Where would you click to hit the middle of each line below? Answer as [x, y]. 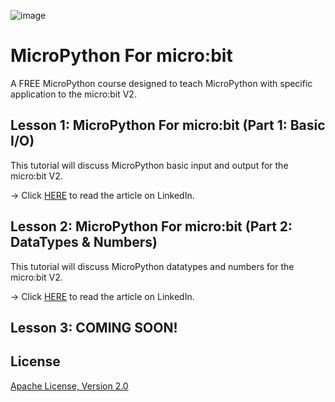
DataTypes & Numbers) [84, 242]
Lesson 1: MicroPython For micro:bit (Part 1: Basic [168, 125]
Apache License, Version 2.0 [69, 386]
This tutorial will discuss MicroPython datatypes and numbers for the [152, 266]
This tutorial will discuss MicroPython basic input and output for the [149, 165]
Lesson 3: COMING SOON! [94, 327]
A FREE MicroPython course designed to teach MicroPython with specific [161, 83]
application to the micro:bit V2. [73, 94]
